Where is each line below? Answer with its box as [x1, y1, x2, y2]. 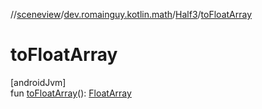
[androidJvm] [10, 76, 67, 88]
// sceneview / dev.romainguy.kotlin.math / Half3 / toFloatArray [10, 9, 253, 20]
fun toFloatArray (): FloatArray [10, 87, 132, 99]
